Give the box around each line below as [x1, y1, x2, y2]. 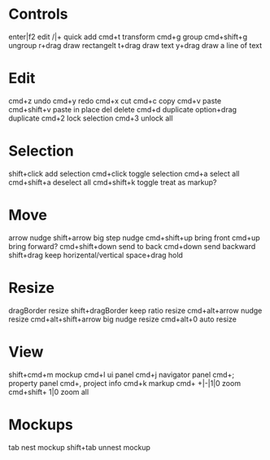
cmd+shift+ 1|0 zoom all [8, 387, 89, 396]
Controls [8, 5, 68, 24]
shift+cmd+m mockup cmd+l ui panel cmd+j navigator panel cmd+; [8, 370, 234, 379]
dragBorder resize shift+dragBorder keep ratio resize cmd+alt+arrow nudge [8, 305, 263, 315]
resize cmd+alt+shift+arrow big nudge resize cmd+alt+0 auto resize [8, 314, 237, 324]
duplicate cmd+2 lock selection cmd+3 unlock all [8, 113, 173, 123]
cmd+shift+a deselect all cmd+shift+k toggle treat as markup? [8, 177, 217, 187]
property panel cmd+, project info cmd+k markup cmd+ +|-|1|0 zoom [8, 378, 242, 388]
